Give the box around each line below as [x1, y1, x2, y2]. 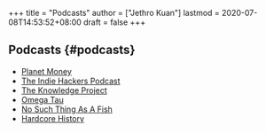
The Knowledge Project [20, 84, 107, 96]
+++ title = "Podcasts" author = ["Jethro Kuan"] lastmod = [8, 8, 221, 18]
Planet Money [20, 66, 73, 76]
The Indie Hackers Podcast [20, 75, 121, 86]
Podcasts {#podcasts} [8, 43, 136, 58]
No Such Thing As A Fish [20, 104, 113, 114]
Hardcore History [20, 113, 85, 123]
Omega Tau [20, 94, 64, 105]
